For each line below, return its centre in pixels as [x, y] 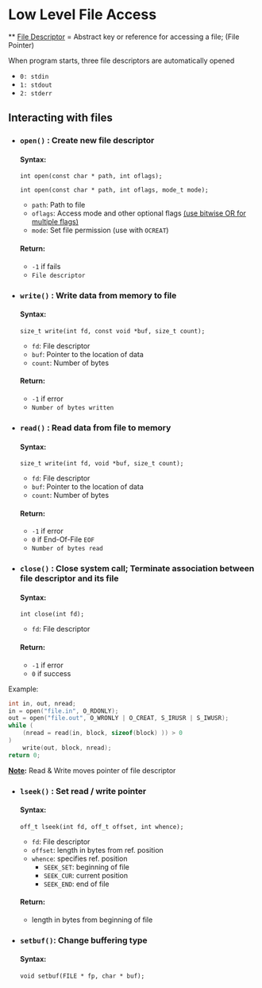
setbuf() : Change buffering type [84, 940]
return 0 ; [25, 755]
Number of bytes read [67, 549]
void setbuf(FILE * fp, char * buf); [82, 976]
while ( [21, 725]
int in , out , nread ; [42, 703]
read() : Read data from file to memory [95, 427]
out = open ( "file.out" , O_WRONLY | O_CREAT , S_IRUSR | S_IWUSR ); [118, 718]
